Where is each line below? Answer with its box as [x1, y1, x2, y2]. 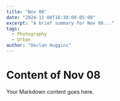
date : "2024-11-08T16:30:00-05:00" [6, 14, 96, 20]
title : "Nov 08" [6, 8, 47, 15]
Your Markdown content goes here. [6, 88, 95, 95]
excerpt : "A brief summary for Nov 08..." [6, 20, 115, 26]
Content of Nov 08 [6, 69, 101, 82]
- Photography [11, 31, 47, 37]
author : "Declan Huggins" [6, 43, 71, 49]
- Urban [11, 37, 31, 43]
